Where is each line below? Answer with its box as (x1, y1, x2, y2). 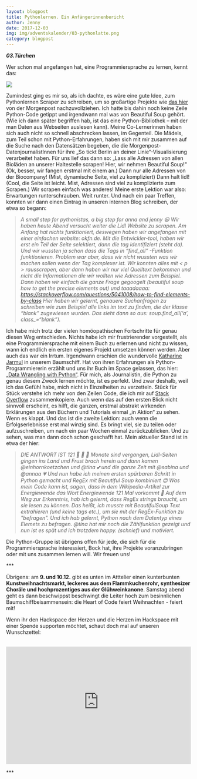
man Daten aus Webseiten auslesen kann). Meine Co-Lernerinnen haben (6, 123, 182, 130)
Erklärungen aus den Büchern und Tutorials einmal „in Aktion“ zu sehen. (6, 409, 180, 415)
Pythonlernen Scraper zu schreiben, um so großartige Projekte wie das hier (6, 98, 189, 105)
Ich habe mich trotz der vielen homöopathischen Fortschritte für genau (6, 327, 178, 334)
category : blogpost (6, 36, 54, 42)
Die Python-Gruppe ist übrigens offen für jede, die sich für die (6, 539, 157, 545)
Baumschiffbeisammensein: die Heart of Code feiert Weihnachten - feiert (6, 599, 183, 606)
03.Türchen (6, 52, 36, 59)
